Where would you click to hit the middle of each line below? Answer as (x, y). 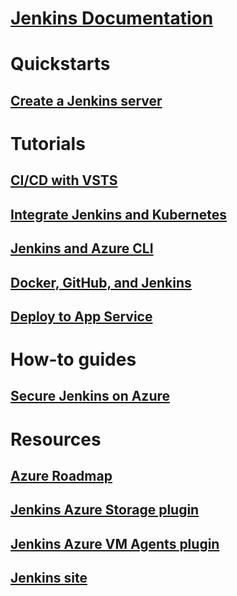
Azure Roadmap (61, 476)
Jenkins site (49, 578)
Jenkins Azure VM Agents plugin (115, 543)
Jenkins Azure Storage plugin (105, 510)
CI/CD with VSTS (64, 180)
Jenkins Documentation (112, 18)
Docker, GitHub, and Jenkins (101, 282)
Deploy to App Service (81, 316)
